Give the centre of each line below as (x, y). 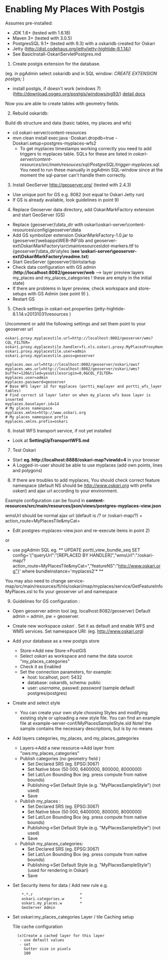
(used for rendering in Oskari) (58, 870)
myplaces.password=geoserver (35, 382)
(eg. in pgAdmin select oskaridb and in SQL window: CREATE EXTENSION (81, 73)
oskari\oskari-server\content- (115, 224)
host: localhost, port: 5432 (55, 677)
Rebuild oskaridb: (30, 113)
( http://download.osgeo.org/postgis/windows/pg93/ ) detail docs (79, 94)
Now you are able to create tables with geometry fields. (62, 103)
